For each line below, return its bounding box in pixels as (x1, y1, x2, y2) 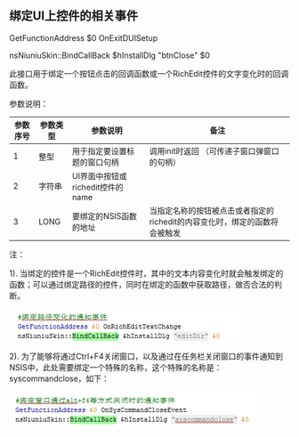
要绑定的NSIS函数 (72, 211, 138, 222)
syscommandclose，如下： (9, 373, 109, 384)
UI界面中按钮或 (72, 170, 127, 181)
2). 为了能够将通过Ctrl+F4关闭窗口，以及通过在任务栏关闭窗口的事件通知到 (9, 351, 283, 361)
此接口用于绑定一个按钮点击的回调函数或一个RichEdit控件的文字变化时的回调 (9, 68, 289, 78)
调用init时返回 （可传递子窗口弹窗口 (149, 145, 280, 156)
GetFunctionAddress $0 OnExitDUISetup (9, 32, 158, 43)
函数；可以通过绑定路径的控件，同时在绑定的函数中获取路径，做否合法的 (9, 279, 274, 289)
